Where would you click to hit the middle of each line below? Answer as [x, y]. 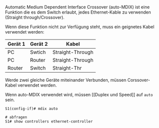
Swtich [38, 52]
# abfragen [16, 117]
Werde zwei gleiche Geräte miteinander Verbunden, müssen [66, 80]
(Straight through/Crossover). [35, 17]
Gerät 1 [16, 44]
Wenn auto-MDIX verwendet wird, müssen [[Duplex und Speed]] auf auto [79, 95]
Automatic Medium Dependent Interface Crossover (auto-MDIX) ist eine [78, 7]
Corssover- [138, 80]
